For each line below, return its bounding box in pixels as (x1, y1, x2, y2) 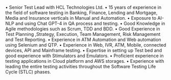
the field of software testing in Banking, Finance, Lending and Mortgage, (5, 10, 158, 16)
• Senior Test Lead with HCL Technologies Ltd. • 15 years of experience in (5, 5, 162, 10)
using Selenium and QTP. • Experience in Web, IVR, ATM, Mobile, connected (5, 42, 166, 48)
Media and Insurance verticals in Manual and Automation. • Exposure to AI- (5, 15, 164, 21)
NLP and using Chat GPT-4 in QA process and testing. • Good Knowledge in (5, 20, 165, 26)
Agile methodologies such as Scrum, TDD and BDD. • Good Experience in (5, 26, 160, 32)
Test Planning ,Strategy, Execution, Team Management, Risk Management (5, 31, 161, 37)
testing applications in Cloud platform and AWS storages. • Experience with (5, 58, 164, 64)
